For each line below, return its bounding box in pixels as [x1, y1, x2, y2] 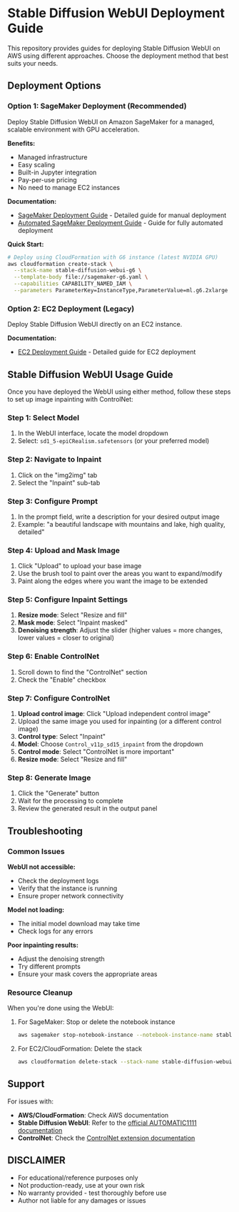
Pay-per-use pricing [17, 175, 77, 184]
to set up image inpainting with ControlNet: [7, 394, 133, 403]
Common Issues [7, 846, 66, 856]
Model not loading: [7, 905, 65, 914]
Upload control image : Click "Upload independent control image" [17, 710, 211, 718]
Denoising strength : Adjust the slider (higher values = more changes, [17, 626, 223, 635]
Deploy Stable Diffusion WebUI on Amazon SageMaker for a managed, [7, 117, 215, 126]
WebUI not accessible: [7, 863, 76, 871]
